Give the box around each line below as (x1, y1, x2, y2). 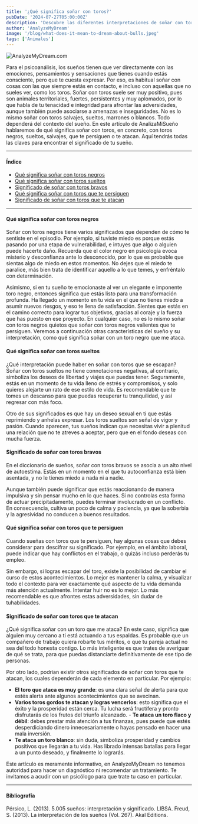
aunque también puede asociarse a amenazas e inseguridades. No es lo (6, 108, 181, 115)
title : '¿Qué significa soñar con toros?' (6, 8, 112, 15)
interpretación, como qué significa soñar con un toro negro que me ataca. (6, 334, 186, 341)
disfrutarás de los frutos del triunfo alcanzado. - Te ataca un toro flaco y (14, 711, 192, 718)
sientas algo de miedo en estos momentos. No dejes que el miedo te (6, 260, 173, 267)
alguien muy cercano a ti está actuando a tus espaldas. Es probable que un (6, 632, 189, 639)
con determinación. (6, 272, 54, 279)
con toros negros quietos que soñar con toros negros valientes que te (6, 321, 176, 328)
